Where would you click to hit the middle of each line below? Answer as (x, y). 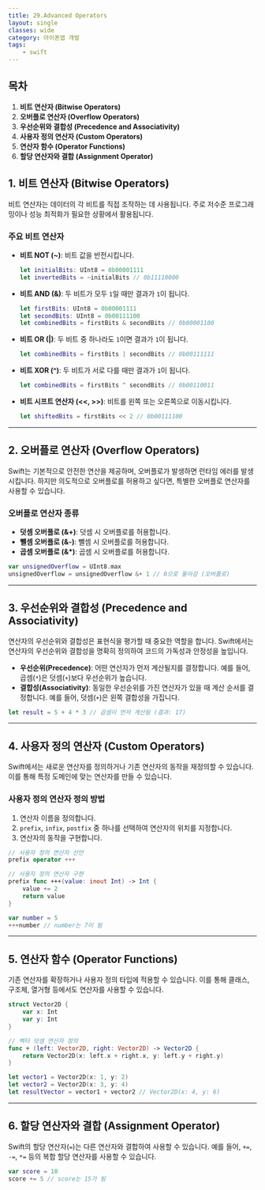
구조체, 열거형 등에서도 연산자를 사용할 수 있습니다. (86, 990)
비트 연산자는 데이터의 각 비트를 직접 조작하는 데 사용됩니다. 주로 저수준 (118, 204)
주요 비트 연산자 (36, 236)
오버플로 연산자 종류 (44, 513)
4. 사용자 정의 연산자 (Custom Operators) (106, 746)
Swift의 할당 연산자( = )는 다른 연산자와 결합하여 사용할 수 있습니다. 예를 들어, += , (130, 1147)
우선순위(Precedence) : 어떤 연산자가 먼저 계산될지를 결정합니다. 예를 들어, (135, 667)
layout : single (33, 23)
